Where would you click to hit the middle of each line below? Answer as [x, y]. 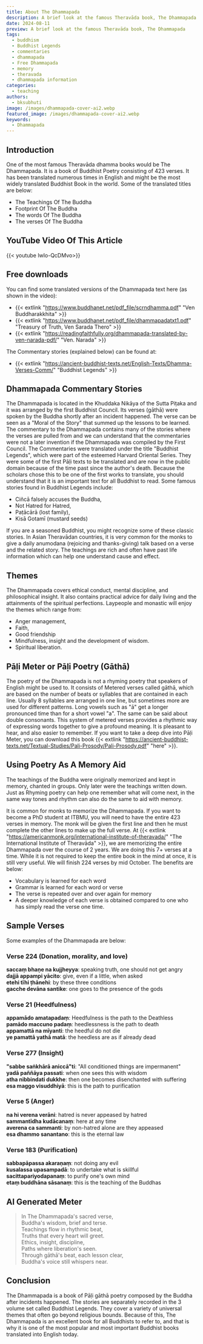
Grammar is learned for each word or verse [69, 887]
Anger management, [41, 621]
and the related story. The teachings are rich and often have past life [92, 550]
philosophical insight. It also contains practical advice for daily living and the [101, 597]
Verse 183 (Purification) [42, 1150]
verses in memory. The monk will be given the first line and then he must [97, 824]
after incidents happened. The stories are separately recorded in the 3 [94, 1302]
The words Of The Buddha [48, 215]
